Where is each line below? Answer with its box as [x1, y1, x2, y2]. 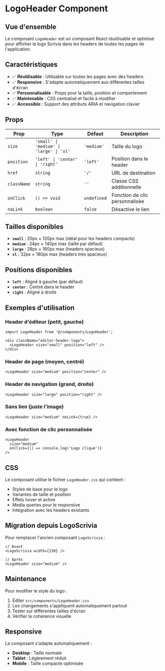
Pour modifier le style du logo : [5, 588, 67, 594]
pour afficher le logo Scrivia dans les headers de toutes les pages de [5, 41, 144, 47]
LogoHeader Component [5, 3, 108, 14]
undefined [83, 195, 107, 201]
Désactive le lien [111, 206, 150, 213]
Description [120, 130, 149, 137]
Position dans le [111, 155, 148, 162]
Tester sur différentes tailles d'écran [12, 608, 86, 614]
